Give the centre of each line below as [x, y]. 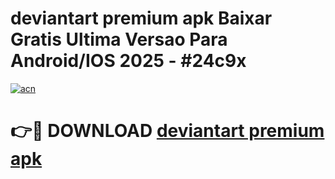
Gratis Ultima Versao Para [119, 39]
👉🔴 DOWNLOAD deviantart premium [167, 131]
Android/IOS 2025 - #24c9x [128, 61]
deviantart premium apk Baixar [141, 18]
